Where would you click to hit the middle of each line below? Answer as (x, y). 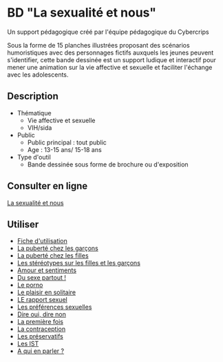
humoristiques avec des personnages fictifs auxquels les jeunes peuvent (110, 53)
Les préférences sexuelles (54, 307)
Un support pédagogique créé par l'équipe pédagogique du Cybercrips (108, 32)
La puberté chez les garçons (57, 248)
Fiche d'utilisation (42, 241)
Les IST (28, 344)
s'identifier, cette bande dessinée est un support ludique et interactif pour (112, 59)
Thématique (34, 113)
